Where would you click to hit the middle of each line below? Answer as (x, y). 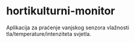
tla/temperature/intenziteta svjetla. (49, 33)
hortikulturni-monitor (61, 11)
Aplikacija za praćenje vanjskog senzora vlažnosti (68, 27)
